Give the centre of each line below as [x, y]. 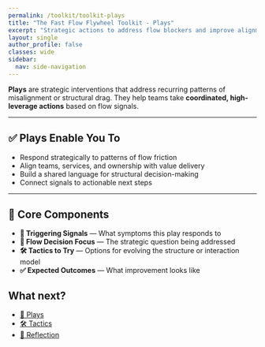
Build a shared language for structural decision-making [109, 173]
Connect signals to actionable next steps [86, 182]
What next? [37, 295]
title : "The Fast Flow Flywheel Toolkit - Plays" [91, 23]
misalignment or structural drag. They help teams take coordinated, [118, 97]
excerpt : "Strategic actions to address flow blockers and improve [121, 30]
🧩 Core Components [59, 214]
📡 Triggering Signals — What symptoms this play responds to [120, 233]
